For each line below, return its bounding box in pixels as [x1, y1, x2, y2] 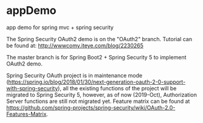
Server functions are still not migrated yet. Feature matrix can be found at [6, 98, 190, 105]
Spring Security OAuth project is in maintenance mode [6, 71, 143, 79]
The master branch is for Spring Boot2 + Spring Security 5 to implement [6, 53, 187, 61]
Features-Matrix [6, 110, 47, 118]
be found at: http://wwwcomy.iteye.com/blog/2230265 [6, 42, 144, 49]
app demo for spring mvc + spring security [6, 24, 114, 31]
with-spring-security [6, 84, 58, 91]
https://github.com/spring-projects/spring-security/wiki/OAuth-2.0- [6, 104, 176, 111]
